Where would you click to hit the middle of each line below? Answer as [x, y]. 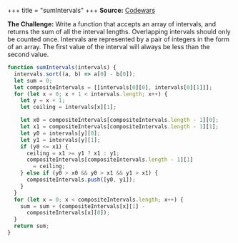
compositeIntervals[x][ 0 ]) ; [68, 213]
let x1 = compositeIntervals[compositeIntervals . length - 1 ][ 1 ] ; [120, 127]
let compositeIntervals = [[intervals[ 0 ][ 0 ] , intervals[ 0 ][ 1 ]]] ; [113, 87]
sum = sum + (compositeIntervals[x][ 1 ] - [83, 206]
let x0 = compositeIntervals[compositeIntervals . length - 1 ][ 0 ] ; [120, 120]
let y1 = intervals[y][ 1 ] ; [60, 140]
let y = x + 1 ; [43, 100]
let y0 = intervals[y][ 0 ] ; [60, 133]
